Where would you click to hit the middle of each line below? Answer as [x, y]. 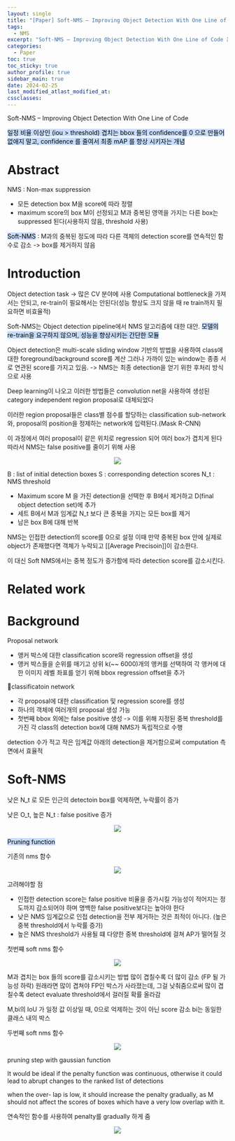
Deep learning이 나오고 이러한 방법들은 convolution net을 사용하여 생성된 [108, 391]
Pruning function [31, 842]
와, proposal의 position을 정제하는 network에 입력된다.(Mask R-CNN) [104, 423]
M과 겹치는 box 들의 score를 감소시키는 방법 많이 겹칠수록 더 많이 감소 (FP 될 [113, 977]
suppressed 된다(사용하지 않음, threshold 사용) [83, 221]
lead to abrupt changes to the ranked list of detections [86, 1081]
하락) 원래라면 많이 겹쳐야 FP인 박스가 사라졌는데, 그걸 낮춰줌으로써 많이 [118, 985]
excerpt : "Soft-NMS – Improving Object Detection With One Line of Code [115, 40]
